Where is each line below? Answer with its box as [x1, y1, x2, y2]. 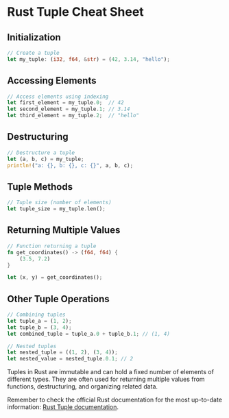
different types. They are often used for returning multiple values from [7, 375, 205, 384]
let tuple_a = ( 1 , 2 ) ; [7, 317, 72, 324]
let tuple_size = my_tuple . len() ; [7, 206, 106, 212]
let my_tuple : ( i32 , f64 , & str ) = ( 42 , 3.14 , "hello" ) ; [7, 56, 170, 62]
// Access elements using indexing [7, 93, 109, 100]
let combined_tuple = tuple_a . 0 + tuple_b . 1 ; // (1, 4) [7, 330, 170, 337]
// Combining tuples [7, 311, 67, 319]
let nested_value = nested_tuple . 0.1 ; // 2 [7, 356, 134, 362]
